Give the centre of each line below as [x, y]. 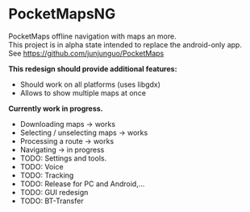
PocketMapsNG [62, 14]
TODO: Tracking [47, 175]
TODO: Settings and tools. [63, 158]
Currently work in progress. [56, 108]
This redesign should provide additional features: [93, 68]
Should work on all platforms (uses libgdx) [90, 84]
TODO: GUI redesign [54, 192]
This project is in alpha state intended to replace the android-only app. [125, 44]
